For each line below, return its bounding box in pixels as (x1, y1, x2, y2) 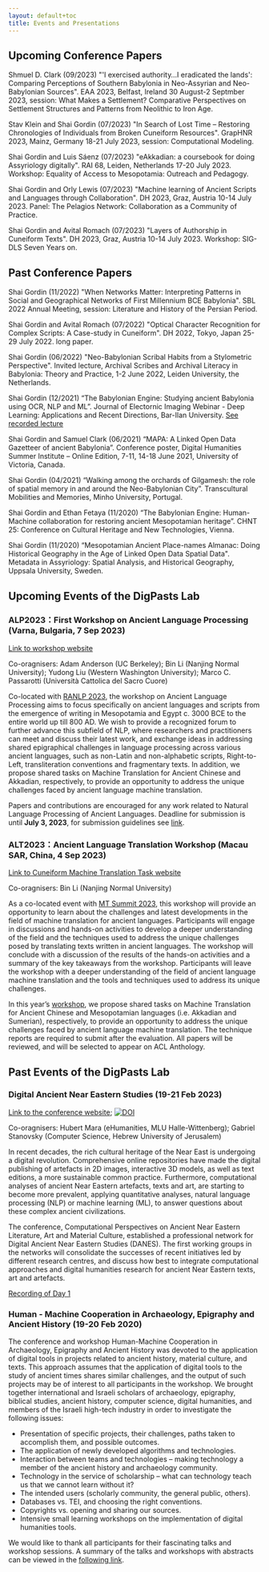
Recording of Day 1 (8, 1289, 70, 1298)
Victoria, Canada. (8, 460, 66, 469)
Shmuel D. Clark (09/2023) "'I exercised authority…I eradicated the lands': (8, 70, 253, 80)
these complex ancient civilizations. (8, 1206, 126, 1216)
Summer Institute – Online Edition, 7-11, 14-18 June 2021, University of (8, 452, 239, 461)
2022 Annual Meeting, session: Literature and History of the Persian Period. (8, 304, 258, 314)
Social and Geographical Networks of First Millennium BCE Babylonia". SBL (8, 296, 256, 305)
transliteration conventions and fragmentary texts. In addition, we (25, 759, 240, 769)
